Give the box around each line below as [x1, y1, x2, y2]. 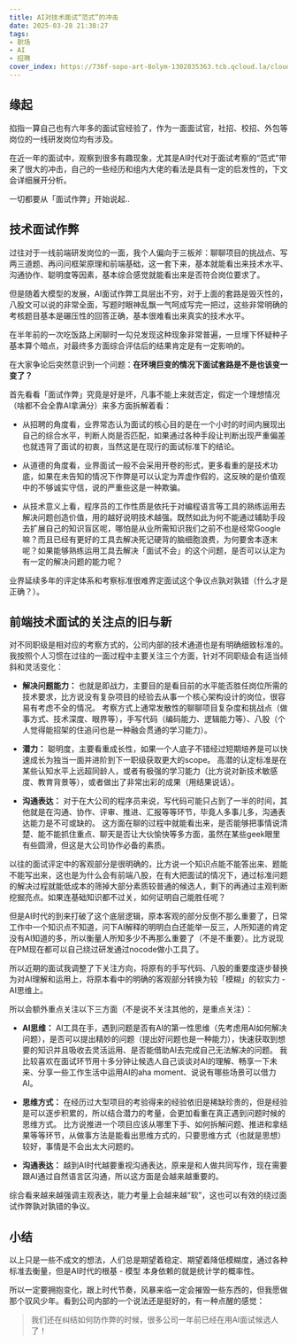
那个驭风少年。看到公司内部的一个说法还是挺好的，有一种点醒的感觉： [9, 1295, 265, 1307]
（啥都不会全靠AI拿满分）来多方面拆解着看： [9, 400, 172, 410]
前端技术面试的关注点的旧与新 [9, 614, 172, 629]
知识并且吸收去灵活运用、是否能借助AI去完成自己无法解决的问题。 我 [37, 1045, 288, 1055]
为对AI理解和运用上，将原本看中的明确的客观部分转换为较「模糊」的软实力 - [9, 974, 286, 984]
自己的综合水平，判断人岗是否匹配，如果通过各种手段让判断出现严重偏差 [21, 430, 286, 440]
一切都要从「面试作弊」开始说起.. [9, 193, 131, 204]
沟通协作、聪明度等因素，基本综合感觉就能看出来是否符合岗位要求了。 [9, 269, 265, 280]
